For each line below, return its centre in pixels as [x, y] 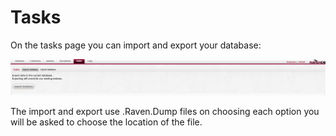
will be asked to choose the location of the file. [106, 122]
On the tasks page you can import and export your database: [136, 45]
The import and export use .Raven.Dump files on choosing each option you [165, 111]
